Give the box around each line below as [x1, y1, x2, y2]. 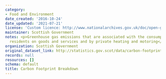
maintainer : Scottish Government [5, 30, 74, 35]
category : [5, 7, 26, 12]
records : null [5, 53, 35, 58]
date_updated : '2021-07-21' [5, 21, 63, 26]
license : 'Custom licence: [5, 26, 61, 30]
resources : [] [5, 57, 35, 62]
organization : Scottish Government [5, 44, 79, 49]
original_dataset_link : [5, 48, 54, 53]
